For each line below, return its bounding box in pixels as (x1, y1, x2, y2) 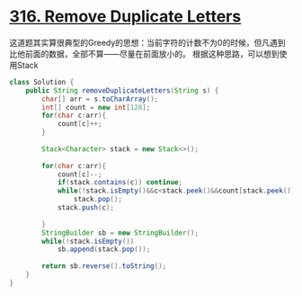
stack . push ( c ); (57, 203, 115, 212)
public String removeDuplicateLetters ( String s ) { (25, 85, 219, 95)
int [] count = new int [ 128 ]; (41, 103, 151, 112)
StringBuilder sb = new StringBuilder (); (41, 228, 200, 238)
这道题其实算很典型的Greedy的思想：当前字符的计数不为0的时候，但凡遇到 (9, 37, 286, 48)
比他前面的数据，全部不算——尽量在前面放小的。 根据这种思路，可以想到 (9, 48, 280, 59)
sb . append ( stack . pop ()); (57, 245, 151, 254)
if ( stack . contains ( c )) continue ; (57, 178, 182, 187)
